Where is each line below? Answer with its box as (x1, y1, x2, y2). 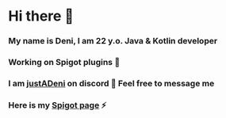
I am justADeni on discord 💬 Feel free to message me (8, 78, 215, 89)
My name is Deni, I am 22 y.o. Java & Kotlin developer (8, 36, 218, 47)
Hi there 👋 (8, 7, 74, 25)
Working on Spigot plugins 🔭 (8, 57, 121, 68)
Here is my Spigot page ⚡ (8, 99, 107, 110)
